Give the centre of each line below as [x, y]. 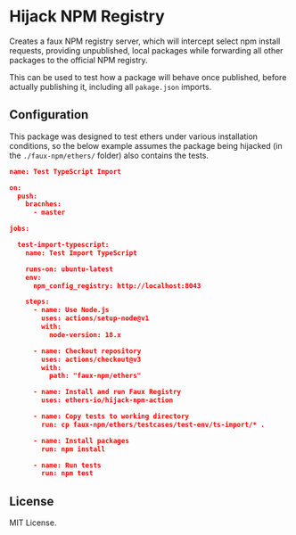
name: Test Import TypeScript [82, 253]
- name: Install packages [81, 440]
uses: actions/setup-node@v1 [95, 318]
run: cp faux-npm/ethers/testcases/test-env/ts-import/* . [153, 424]
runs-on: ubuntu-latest [70, 269]
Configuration [49, 115]
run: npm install [73, 449]
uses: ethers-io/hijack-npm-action [107, 400]
